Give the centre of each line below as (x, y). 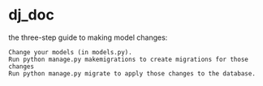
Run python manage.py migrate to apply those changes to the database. (132, 73)
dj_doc (31, 15)
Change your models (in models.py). (70, 52)
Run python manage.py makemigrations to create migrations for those (129, 59)
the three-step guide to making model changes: (88, 37)
